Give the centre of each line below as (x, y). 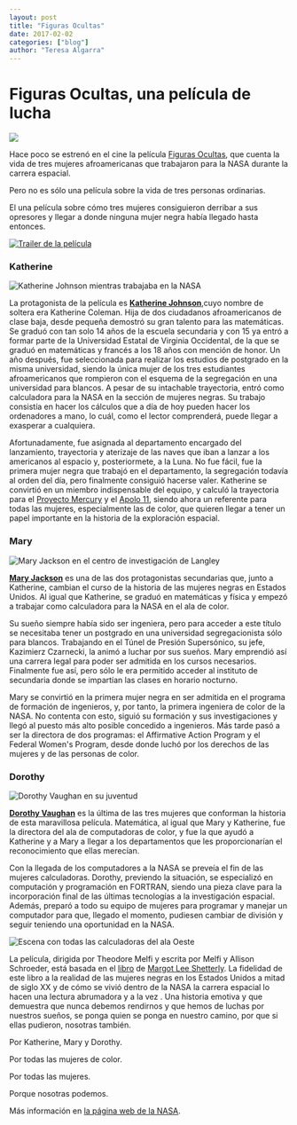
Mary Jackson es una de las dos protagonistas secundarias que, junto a (141, 578)
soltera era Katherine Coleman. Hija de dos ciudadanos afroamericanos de (145, 312)
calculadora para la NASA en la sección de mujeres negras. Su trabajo (137, 397)
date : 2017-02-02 (41, 34)
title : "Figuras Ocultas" (57, 26)
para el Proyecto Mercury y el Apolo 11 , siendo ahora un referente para (138, 500)
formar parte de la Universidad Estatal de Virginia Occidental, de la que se (144, 341)
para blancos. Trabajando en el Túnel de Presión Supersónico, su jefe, (137, 642)
